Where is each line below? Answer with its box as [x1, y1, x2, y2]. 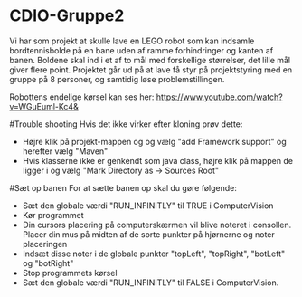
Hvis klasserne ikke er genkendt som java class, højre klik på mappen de [22, 155, 294, 166]
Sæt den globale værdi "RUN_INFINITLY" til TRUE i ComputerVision [22, 200, 274, 211]
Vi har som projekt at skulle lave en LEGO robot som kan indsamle [9, 35, 255, 46]
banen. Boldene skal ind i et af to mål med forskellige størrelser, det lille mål [9, 54, 291, 65]
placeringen [22, 238, 68, 249]
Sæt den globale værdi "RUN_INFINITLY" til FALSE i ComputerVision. [22, 277, 279, 288]
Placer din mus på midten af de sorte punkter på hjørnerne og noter [22, 228, 276, 240]
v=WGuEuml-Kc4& [9, 101, 79, 111]
